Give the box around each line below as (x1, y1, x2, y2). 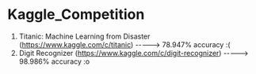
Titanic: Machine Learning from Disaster (18, 31, 151, 41)
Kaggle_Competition (7, 6, 145, 24)
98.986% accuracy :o (18, 57, 90, 66)
